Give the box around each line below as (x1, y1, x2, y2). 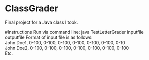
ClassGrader (5, 3, 58, 14)
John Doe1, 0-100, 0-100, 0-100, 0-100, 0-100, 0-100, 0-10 (5, 39, 125, 45)
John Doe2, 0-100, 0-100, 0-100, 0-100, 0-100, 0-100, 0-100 (5, 45, 129, 51)
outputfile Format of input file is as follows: (5, 34, 93, 40)
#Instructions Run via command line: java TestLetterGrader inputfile (5, 29, 144, 35)
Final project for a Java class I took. (5, 19, 78, 25)
